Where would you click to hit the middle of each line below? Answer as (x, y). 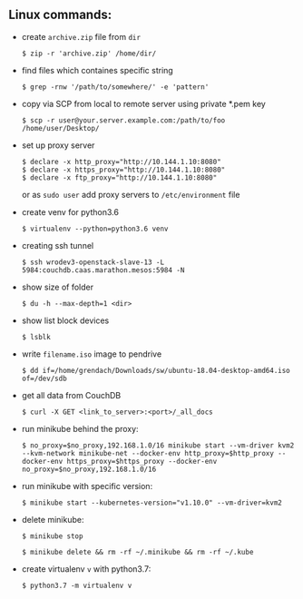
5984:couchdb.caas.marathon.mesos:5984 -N (103, 270)
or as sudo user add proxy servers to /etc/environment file (131, 194)
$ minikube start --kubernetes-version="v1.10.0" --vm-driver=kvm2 (151, 503)
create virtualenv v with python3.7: (86, 569)
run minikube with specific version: (87, 486)
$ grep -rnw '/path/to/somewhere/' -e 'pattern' (115, 87)
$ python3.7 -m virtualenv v (77, 585)
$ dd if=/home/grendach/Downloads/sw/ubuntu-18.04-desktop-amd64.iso (156, 370)
